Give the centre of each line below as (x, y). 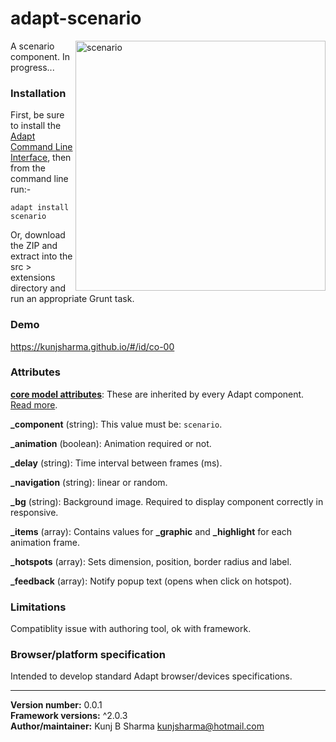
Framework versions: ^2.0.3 (69, 716)
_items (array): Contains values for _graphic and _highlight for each (151, 531)
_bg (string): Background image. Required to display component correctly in (167, 501)
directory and (38, 288)
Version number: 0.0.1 (56, 705)
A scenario (32, 46)
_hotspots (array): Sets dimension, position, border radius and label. (151, 561)
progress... (32, 67)
